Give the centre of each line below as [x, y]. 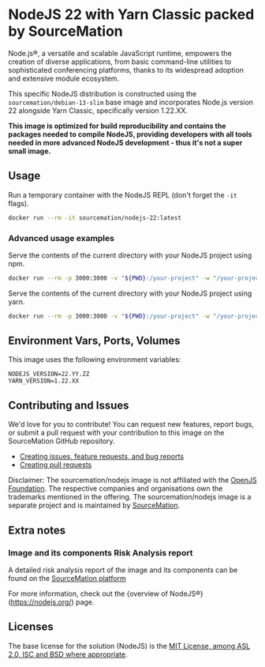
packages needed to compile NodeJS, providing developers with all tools [130, 134]
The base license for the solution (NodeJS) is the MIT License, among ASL [129, 646]
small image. [30, 151]
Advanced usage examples [61, 238]
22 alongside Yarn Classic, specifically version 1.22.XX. [98, 110]
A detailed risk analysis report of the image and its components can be [123, 570]
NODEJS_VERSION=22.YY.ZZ [49, 374]
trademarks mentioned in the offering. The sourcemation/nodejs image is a [130, 497]
